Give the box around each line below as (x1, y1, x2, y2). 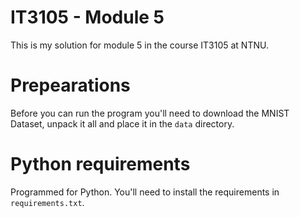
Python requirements (10, 153, 191, 176)
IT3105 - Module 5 (10, 6, 165, 29)
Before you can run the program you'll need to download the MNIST (10, 107, 290, 119)
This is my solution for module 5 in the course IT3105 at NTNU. (10, 39, 269, 51)
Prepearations (10, 74, 131, 97)
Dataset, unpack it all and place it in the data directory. (10, 117, 235, 130)
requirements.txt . (10, 196, 85, 208)
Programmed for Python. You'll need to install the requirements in (10, 186, 280, 198)
